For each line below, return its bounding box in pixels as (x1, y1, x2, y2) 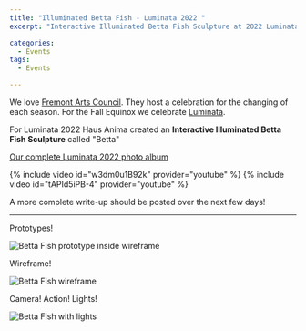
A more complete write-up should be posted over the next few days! (9, 197, 266, 207)
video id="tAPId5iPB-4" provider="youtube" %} (9, 179, 189, 190)
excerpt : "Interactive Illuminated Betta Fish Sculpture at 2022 (9, 22, 262, 31)
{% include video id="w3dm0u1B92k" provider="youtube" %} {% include (9, 170, 285, 180)
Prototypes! (9, 222, 54, 233)
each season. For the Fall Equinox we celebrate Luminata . (9, 107, 226, 117)
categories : (9, 38, 55, 47)
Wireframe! (9, 258, 52, 269)
